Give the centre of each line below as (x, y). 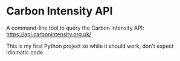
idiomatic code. (25, 52)
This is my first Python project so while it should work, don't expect (90, 46)
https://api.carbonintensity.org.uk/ (49, 34)
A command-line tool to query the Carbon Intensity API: (75, 28)
